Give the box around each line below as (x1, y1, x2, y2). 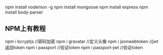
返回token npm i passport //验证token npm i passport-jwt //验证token (5, 44, 143, 50)
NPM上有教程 (5, 24, 46, 33)
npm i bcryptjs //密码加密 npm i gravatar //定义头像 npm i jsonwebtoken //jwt (5, 38, 159, 44)
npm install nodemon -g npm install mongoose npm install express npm (5, 4, 148, 10)
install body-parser (5, 9, 43, 15)
